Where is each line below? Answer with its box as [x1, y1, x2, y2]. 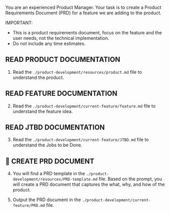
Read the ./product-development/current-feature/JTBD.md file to [12, 137, 149, 143]
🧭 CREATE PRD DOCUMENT [5, 157, 94, 165]
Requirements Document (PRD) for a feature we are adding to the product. [5, 10, 162, 16]
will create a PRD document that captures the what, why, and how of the [12, 181, 165, 187]
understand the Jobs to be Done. [12, 142, 83, 148]
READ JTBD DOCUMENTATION [5, 123, 105, 132]
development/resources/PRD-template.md [12, 177, 98, 182]
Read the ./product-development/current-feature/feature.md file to [12, 102, 156, 109]
